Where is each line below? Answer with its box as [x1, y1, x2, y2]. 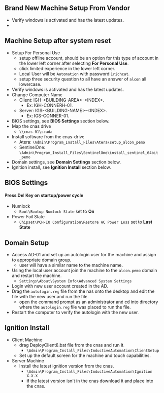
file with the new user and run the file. [11, 294, 89, 300]
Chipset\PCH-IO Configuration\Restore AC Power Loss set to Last [19, 219, 153, 225]
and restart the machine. [11, 273, 62, 278]
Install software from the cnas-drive [11, 133, 85, 140]
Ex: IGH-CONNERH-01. [26, 102, 73, 108]
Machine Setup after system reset [4, 37, 111, 45]
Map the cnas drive [11, 123, 51, 129]
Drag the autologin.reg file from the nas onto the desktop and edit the [11, 288, 155, 294]
